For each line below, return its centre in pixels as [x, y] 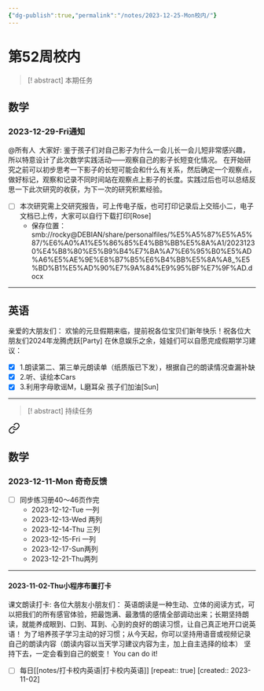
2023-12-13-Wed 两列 [67, 520]
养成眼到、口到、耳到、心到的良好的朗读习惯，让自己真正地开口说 [142, 624]
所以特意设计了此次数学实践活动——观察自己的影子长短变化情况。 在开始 [126, 160]
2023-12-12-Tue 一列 [65, 510]
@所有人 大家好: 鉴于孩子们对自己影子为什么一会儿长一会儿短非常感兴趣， [129, 150]
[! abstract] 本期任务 [60, 80]
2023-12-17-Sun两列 [64, 549]
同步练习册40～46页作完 [59, 500]
